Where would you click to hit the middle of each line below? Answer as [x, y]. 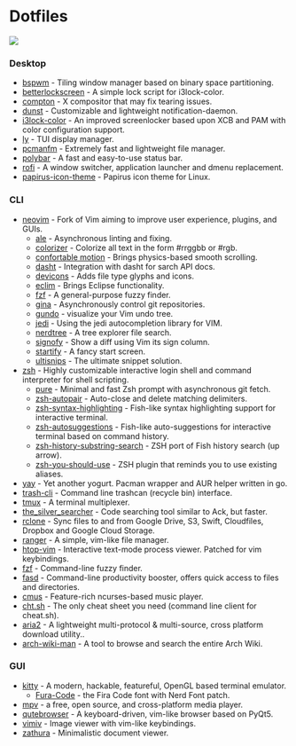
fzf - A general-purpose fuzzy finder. [103, 294]
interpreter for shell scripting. [75, 380]
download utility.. [53, 634]
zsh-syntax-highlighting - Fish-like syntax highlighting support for [156, 408]
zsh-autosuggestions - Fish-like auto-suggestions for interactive [153, 427]
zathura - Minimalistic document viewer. [95, 733]
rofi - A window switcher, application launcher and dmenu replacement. [152, 168]
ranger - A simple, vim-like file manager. [95, 539]
